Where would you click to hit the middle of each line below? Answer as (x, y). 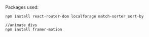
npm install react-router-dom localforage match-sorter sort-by (74, 16)
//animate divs (21, 25)
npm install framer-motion (34, 29)
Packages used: (22, 7)
